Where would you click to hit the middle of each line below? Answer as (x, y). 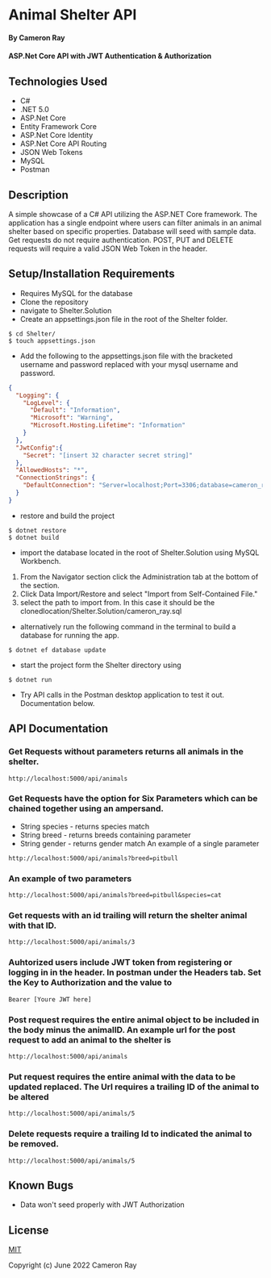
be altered (29, 1096)
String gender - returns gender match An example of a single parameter (140, 843)
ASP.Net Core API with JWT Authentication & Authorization (110, 56)
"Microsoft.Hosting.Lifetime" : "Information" (107, 425)
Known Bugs (41, 1185)
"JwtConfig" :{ (39, 448)
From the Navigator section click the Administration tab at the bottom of (139, 576)
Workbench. (40, 561)
